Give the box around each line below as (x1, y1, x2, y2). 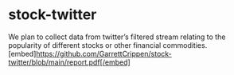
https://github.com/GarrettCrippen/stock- (35, 49, 173, 58)
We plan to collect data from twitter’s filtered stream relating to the (8, 32, 226, 41)
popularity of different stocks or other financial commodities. (8, 40, 208, 49)
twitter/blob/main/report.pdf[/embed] (8, 57, 131, 67)
